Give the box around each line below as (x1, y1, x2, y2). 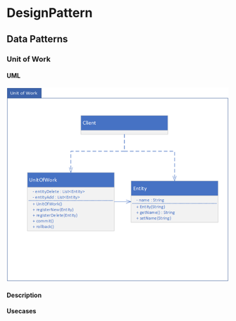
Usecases (6, 307, 37, 315)
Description (6, 291, 42, 299)
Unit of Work (6, 54, 51, 64)
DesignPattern (6, 5, 93, 21)
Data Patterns (6, 33, 68, 45)
